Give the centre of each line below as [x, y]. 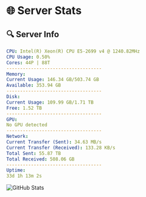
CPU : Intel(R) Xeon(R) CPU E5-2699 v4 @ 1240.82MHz [73, 51]
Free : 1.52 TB [24, 108]
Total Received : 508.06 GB [40, 159]
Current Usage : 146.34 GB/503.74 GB [53, 80]
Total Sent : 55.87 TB [34, 153]
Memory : [16, 74]
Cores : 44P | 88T [28, 63]
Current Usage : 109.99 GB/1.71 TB [50, 102]
